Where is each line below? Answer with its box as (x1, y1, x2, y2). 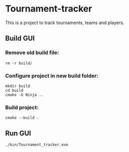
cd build (5, 88, 24, 93)
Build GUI (5, 34, 35, 43)
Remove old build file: (5, 49, 59, 56)
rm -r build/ (5, 61, 33, 66)
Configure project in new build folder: (5, 72, 99, 79)
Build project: (5, 104, 39, 111)
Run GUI (5, 129, 31, 137)
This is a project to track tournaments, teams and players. (5, 20, 124, 26)
